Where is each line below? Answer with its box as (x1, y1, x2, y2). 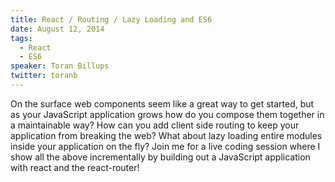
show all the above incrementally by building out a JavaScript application (10, 151, 311, 163)
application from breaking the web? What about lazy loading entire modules (10, 129, 323, 141)
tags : (10, 33, 33, 43)
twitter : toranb (10, 71, 78, 81)
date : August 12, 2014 (10, 24, 105, 34)
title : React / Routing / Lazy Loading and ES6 (10, 14, 213, 25)
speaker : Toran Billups (10, 61, 110, 71)
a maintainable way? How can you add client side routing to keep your (10, 119, 300, 131)
